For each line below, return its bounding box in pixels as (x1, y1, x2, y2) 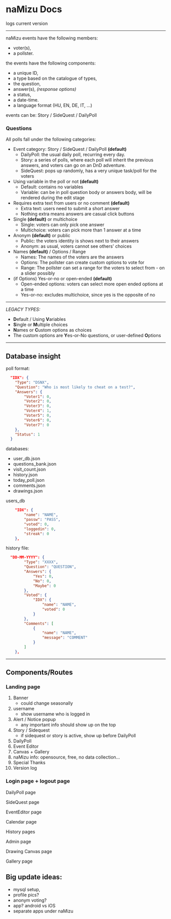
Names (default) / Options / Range (13, 249, 86, 255)
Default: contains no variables (20, 184, 83, 190)
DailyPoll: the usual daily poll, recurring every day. (20, 151, 126, 158)
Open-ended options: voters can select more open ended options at (20, 281, 163, 287)
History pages (6, 829, 36, 835)
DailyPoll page (6, 789, 36, 795)
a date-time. (13, 96, 39, 103)
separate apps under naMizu (13, 908, 74, 914)
